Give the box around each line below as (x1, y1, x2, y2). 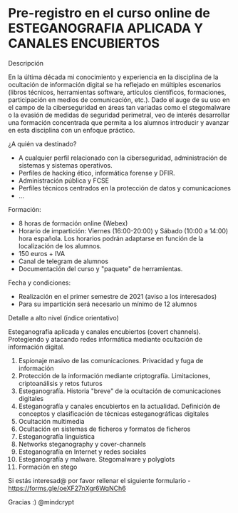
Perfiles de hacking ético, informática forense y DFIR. (18, 168, 175, 177)
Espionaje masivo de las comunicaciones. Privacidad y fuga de (18, 356, 204, 365)
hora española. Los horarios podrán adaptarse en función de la (18, 234, 204, 243)
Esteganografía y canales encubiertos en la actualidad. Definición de (18, 402, 220, 410)
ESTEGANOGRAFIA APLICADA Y (8, 20, 204, 36)
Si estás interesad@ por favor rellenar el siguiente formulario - (8, 476, 191, 484)
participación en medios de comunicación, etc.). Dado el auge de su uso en (8, 95, 230, 104)
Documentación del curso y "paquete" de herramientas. (18, 264, 183, 273)
